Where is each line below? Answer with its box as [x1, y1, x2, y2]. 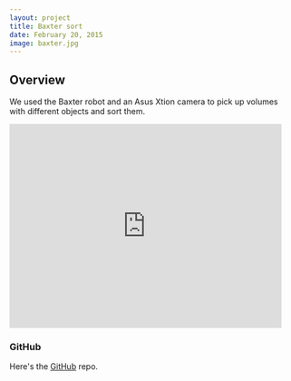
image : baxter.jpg [9, 38, 79, 48]
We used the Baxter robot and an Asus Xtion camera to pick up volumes [9, 96, 278, 107]
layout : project [9, 13, 71, 23]
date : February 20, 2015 [9, 30, 103, 39]
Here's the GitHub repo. [9, 361, 98, 372]
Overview [9, 72, 66, 87]
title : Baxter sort [9, 22, 83, 31]
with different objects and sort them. [9, 106, 146, 117]
